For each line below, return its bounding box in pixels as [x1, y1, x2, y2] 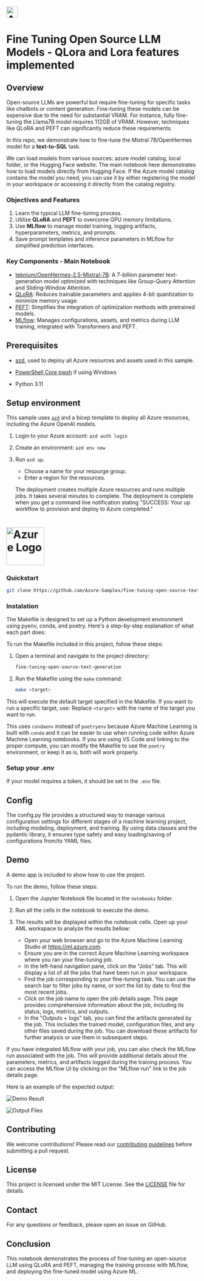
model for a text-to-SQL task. [6, 143, 81, 150]
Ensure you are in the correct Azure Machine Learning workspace [24, 949, 189, 956]
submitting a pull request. [6, 1147, 70, 1154]
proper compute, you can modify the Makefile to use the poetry [6, 742, 165, 749]
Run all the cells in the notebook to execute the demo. [15, 906, 150, 914]
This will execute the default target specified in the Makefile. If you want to [6, 697, 193, 705]
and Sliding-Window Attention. [15, 284, 92, 291]
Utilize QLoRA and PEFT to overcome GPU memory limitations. [15, 216, 172, 224]
